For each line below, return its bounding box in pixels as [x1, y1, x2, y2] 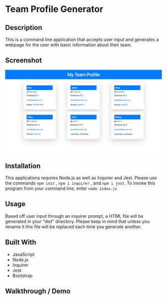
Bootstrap [12, 273, 33, 279]
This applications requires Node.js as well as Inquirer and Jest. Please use [5, 174, 157, 180]
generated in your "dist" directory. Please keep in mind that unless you [5, 218, 150, 224]
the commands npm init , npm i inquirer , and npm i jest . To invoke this [5, 180, 156, 186]
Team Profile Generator [5, 3, 103, 15]
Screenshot [5, 56, 42, 65]
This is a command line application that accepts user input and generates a [5, 36, 159, 42]
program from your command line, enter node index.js [5, 185, 118, 191]
